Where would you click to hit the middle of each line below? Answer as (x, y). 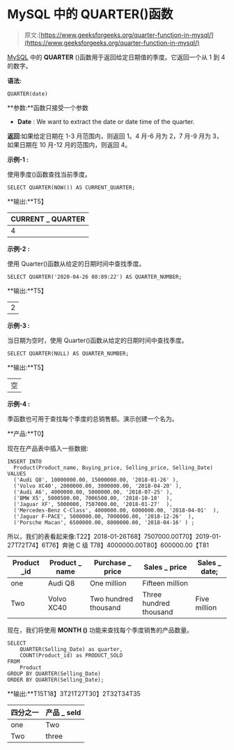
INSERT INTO (24, 461)
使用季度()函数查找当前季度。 (49, 174)
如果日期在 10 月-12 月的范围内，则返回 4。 (69, 144)
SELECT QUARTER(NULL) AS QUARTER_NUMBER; (68, 353)
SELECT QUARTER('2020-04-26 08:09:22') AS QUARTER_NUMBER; (95, 277)
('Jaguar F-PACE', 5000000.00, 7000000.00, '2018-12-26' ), (104, 516)
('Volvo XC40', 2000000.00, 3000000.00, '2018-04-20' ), (98, 486)
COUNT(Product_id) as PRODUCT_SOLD (71, 655)
